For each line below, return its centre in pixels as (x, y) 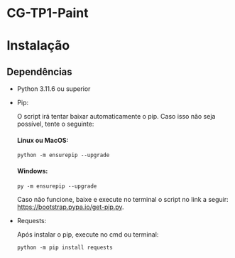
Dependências (39, 71)
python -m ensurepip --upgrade (63, 155)
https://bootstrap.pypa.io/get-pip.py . (71, 207)
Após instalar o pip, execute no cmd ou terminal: (88, 234)
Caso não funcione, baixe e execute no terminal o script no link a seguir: (122, 199)
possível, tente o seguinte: (55, 124)
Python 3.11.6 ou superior (54, 89)
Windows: (32, 171)
